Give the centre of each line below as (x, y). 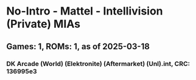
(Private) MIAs (44, 24)
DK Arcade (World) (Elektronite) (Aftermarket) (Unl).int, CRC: (98, 64)
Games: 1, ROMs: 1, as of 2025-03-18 (78, 46)
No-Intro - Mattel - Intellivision (85, 11)
